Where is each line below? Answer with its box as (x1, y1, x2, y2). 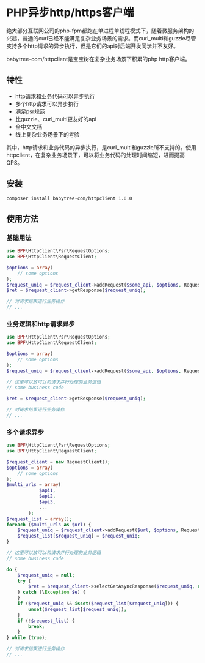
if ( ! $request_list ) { (17, 618, 75, 624)
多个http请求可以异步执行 (15, 100, 79, 107)
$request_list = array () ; (6, 515, 72, 522)
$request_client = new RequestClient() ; (6, 459, 111, 465)
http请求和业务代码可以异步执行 (15, 92, 95, 100)
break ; (28, 623, 45, 629)
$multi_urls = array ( (6, 482, 62, 488)
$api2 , (38, 493, 56, 500)
